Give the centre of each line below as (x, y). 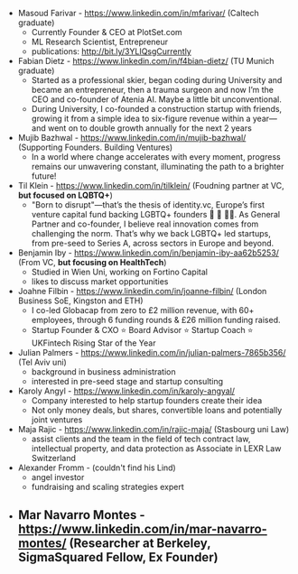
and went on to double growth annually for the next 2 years (142, 128)
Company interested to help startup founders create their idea (147, 400)
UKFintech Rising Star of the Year (93, 343)
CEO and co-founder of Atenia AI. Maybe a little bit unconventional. (156, 99)
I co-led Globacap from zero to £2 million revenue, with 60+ (143, 310)
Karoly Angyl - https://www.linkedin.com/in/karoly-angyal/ (126, 391)
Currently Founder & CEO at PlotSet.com (107, 32)
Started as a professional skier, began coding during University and (157, 80)
